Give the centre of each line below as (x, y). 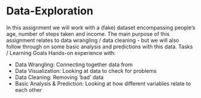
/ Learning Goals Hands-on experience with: (61, 53)
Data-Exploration (50, 11)
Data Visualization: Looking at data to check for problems (86, 71)
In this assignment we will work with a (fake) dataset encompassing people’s (101, 27)
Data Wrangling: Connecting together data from (74, 65)
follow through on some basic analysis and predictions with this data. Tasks (100, 47)
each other (28, 90)
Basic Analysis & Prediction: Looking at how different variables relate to (103, 83)
